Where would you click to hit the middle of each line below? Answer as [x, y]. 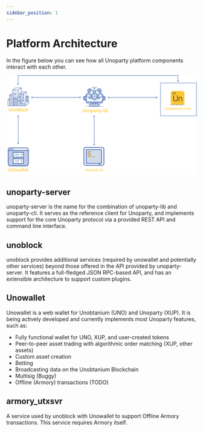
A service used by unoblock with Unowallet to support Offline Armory [93, 416]
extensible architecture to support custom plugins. [69, 279]
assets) [24, 350]
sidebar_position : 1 [32, 13]
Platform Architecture [62, 43]
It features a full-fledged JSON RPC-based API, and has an [98, 272]
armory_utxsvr [34, 401]
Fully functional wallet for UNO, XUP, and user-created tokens [92, 337]
